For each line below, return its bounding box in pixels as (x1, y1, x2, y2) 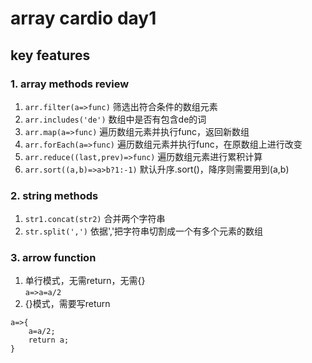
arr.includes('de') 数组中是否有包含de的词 (24, 113, 207, 125)
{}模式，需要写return (24, 298, 111, 310)
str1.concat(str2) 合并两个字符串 (24, 213, 166, 225)
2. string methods (10, 188, 99, 202)
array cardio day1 (10, 7, 157, 30)
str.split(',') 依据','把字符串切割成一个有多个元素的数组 (24, 225, 264, 237)
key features (10, 47, 91, 64)
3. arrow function (10, 251, 97, 265)
